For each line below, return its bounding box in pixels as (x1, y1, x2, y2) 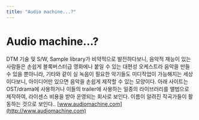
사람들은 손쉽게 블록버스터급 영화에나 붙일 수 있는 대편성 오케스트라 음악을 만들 (6, 62, 191, 70)
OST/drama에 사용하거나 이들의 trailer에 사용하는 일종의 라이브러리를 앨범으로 (6, 85, 190, 92)
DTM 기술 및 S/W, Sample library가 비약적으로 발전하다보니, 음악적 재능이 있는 (6, 55, 191, 62)
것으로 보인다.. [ (22, 100, 59, 107)
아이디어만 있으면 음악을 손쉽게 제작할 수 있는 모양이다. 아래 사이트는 (28, 77, 189, 85)
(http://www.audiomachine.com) (6, 107, 87, 114)
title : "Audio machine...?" (6, 8, 77, 15)
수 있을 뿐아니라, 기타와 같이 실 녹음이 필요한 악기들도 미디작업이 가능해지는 (6, 70, 182, 77)
